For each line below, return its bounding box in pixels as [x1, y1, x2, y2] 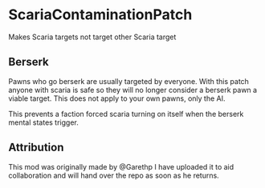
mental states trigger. [8, 118, 79, 127]
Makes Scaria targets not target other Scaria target [8, 32, 177, 42]
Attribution [8, 141, 64, 154]
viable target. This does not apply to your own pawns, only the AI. [8, 94, 226, 103]
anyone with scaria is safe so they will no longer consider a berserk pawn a [8, 85, 258, 94]
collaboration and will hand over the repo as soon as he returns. [8, 170, 219, 180]
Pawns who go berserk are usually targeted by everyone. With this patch [8, 76, 249, 86]
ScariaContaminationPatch [8, 6, 193, 24]
